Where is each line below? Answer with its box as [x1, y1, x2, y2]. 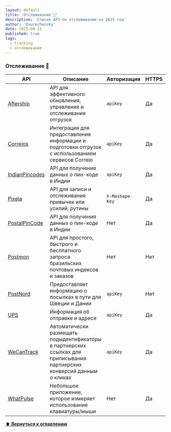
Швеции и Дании [49, 300, 92, 307]
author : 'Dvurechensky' [5, 21, 56, 27]
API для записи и [49, 185, 92, 193]
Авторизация [106, 75, 141, 82]
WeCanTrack [8, 348, 39, 355]
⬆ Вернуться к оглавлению [5, 421, 68, 427]
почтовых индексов [49, 266, 99, 273]
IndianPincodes [8, 171, 45, 178]
